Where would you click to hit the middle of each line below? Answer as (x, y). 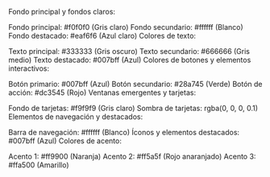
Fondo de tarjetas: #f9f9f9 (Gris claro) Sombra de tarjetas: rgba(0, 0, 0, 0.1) (133, 108)
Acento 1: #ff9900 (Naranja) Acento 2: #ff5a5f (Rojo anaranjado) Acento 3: (132, 156)
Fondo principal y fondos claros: (62, 12)
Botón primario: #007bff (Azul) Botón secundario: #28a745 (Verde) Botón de (135, 84)
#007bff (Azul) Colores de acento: (65, 141)
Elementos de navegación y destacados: (76, 117)
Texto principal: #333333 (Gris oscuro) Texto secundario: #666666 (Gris (129, 51)
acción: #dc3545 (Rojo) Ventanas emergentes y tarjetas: (102, 93)
